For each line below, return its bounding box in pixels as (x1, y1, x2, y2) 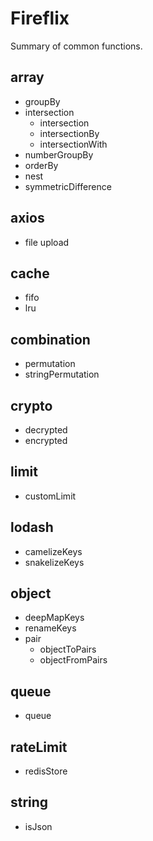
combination (10, 331, 91, 348)
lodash (10, 519, 54, 536)
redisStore (24, 765, 68, 777)
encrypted (24, 435, 68, 446)
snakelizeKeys (24, 556, 85, 568)
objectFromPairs (39, 654, 108, 666)
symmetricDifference (24, 180, 112, 192)
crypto (10, 397, 53, 414)
